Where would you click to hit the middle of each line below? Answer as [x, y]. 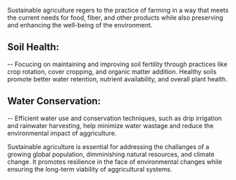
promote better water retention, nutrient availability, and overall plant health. [117, 79]
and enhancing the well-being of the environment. [80, 25]
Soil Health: [33, 47]
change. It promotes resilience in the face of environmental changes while [115, 162]
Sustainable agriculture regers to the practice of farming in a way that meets [118, 10]
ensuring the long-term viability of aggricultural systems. [90, 169]
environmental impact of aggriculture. [62, 133]
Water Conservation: [54, 101]
